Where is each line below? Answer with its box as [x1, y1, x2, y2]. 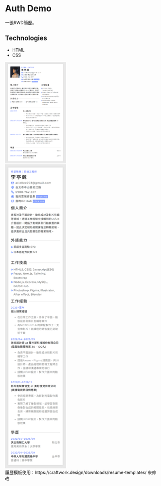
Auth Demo [5, 3, 52, 14]
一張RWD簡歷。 [5, 19, 36, 25]
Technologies [5, 34, 48, 42]
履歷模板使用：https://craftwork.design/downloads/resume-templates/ [5, 469, 147, 475]
